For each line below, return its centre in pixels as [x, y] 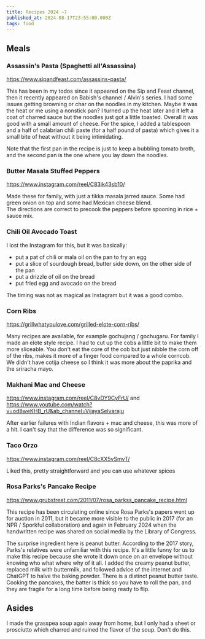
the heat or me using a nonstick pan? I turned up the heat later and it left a [100, 110]
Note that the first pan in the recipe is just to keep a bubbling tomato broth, [101, 149]
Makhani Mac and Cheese [46, 384]
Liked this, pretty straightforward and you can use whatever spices [91, 471]
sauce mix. [20, 216]
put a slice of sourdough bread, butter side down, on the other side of [103, 263]
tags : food [20, 23]
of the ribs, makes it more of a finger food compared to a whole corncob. [99, 355]
